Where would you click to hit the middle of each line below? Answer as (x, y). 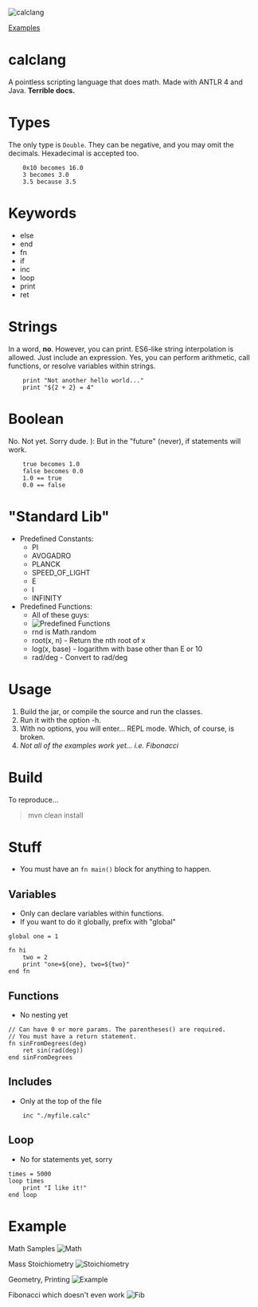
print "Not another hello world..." (84, 380)
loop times (26, 1181)
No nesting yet (44, 1015)
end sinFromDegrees (41, 1058)
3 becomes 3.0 (46, 175)
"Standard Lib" (59, 516)
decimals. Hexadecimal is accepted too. (74, 153)
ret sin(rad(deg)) (53, 1051)
